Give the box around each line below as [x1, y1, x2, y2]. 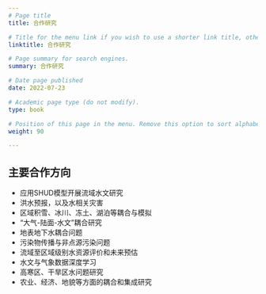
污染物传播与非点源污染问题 [19, 238, 111, 247]
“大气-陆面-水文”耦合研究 [19, 218, 103, 227]
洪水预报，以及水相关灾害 [19, 198, 104, 208]
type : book [8, 105, 44, 113]
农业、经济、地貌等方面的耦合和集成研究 [19, 277, 152, 287]
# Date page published [8, 77, 83, 85]
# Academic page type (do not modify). [8, 98, 140, 106]
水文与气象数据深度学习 [19, 258, 97, 267]
